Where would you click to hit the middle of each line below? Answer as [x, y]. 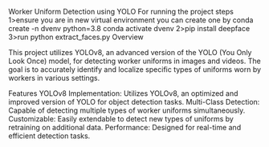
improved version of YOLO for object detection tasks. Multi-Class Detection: [134, 102]
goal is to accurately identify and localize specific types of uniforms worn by [135, 70]
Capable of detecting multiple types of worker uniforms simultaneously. [127, 110]
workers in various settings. [54, 78]
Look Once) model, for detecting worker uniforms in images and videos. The [134, 61]
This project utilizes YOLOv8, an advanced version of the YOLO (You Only [130, 52]
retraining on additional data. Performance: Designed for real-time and [125, 127]
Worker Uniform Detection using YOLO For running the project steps [121, 12]
